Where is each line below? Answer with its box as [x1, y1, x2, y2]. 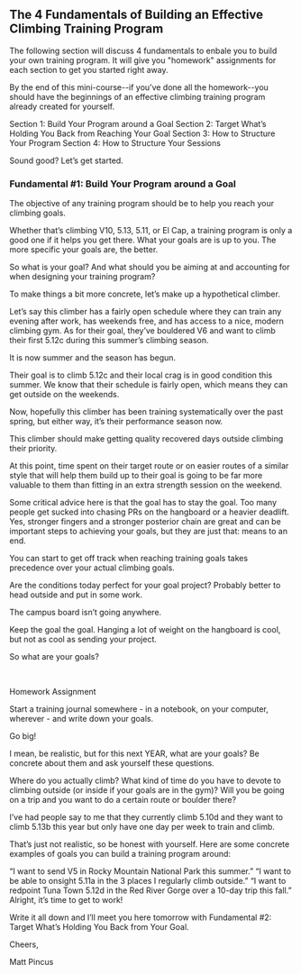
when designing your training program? [9, 271, 156, 282]
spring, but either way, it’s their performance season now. [9, 416, 223, 427]
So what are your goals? [9, 651, 99, 662]
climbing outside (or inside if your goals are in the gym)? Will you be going [9, 785, 286, 796]
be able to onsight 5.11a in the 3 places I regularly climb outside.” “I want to [9, 876, 287, 887]
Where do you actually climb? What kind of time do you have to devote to [9, 775, 281, 787]
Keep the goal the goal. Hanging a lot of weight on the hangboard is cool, [9, 624, 281, 635]
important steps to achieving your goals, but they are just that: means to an [9, 526, 288, 537]
